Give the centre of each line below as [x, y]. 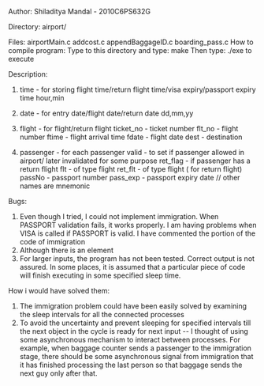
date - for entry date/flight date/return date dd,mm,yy [106, 113]
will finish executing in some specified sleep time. [100, 275]
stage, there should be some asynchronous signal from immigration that [136, 356]
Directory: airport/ [37, 26]
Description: [28, 74]
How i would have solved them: [59, 291]
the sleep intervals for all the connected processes [102, 314]
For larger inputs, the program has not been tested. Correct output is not [137, 259]
